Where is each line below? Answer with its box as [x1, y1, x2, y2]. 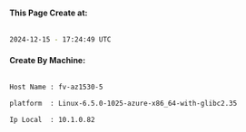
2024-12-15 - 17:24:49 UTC [9, 35, 112, 44]
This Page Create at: [9, 7, 88, 18]
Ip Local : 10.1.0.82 [9, 116, 95, 125]
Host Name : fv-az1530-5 [9, 82, 103, 92]
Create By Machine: [9, 54, 86, 65]
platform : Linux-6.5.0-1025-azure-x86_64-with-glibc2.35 [9, 99, 238, 108]
